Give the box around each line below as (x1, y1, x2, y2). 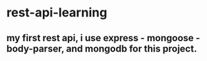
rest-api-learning (6, 5, 108, 21)
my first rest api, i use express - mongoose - (6, 32, 201, 44)
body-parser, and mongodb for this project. (6, 42, 197, 54)
